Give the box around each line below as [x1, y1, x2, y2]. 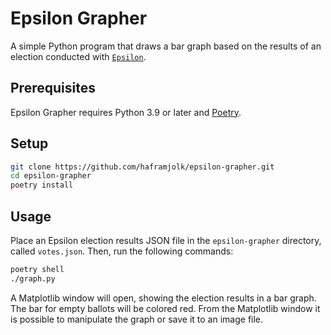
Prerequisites [10, 80, 96, 97]
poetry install [10, 180, 74, 191]
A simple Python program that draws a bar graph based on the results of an [10, 40, 322, 52]
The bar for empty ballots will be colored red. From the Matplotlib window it [10, 302, 321, 314]
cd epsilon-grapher [10, 171, 92, 181]
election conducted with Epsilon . [10, 50, 147, 62]
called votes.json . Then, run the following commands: [10, 245, 234, 257]
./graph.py [10, 273, 56, 284]
